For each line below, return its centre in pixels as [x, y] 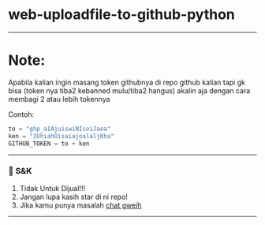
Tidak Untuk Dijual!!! [52, 188]
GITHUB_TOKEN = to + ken [49, 144]
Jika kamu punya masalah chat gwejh [80, 205]
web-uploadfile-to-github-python [121, 15]
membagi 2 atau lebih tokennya [59, 99]
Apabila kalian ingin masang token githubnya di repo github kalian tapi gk [127, 82]
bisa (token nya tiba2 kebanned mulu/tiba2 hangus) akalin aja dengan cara [129, 90]
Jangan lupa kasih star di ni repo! [74, 197]
